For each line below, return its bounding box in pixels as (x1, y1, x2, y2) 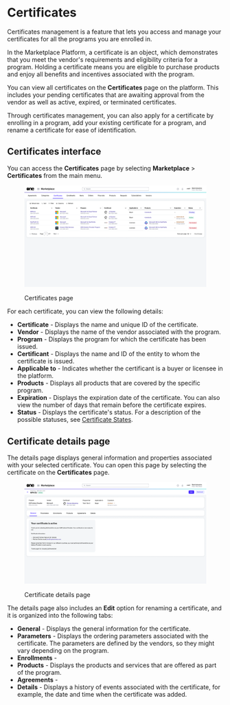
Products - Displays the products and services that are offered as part (16, 661, 217, 669)
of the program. (16, 669, 62, 677)
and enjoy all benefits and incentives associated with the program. (7, 70, 195, 78)
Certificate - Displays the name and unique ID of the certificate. (16, 321, 198, 329)
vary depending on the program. (16, 647, 109, 655)
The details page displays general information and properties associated (7, 454, 212, 462)
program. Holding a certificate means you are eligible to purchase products (7, 63, 220, 71)
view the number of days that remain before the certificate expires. (16, 401, 207, 410)
